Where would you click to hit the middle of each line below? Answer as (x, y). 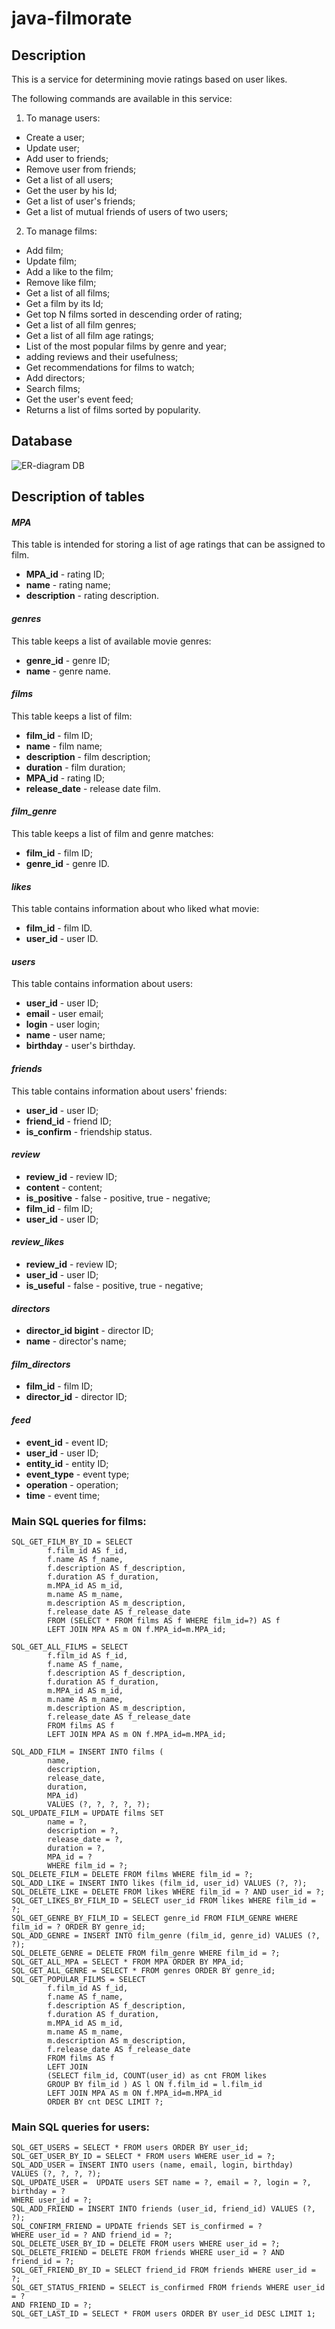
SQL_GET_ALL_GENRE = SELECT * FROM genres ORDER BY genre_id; (143, 1970)
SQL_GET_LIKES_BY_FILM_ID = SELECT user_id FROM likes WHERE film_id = (163, 1900)
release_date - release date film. (93, 788)
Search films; (53, 388)
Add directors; (55, 378)
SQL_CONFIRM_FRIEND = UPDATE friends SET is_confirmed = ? (137, 2227)
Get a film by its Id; (64, 303)
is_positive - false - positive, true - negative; (118, 1198)
